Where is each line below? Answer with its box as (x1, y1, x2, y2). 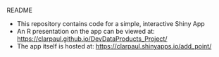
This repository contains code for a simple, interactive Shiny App (16, 20, 205, 27)
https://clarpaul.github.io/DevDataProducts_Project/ (16, 34, 168, 43)
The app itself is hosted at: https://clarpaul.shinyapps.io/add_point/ (16, 42, 212, 50)
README (6, 6, 33, 14)
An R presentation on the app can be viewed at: (16, 27, 156, 35)
